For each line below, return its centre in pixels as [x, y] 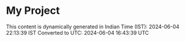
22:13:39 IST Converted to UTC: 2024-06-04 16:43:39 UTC [78, 32]
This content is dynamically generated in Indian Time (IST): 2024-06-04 [93, 27]
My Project [33, 11]
